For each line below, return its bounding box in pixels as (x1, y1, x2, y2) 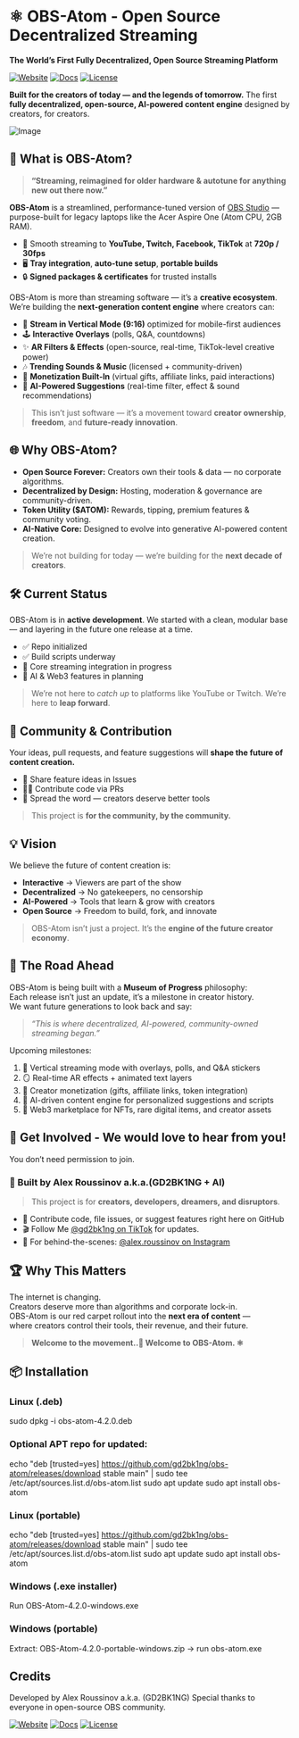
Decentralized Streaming (9, 25, 198, 46)
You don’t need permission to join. (9, 1153, 136, 1164)
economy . (30, 933, 70, 943)
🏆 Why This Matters (9, 1263, 127, 1278)
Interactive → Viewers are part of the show (21, 877, 182, 887)
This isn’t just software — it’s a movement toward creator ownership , (30, 407, 287, 418)
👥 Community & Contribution (9, 723, 172, 738)
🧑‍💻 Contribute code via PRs (21, 784, 125, 794)
